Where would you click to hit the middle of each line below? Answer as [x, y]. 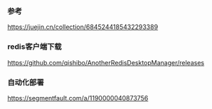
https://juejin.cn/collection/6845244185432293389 [83, 27]
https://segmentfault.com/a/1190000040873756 [78, 98]
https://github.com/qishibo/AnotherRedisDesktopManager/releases [106, 62]
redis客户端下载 [35, 47]
